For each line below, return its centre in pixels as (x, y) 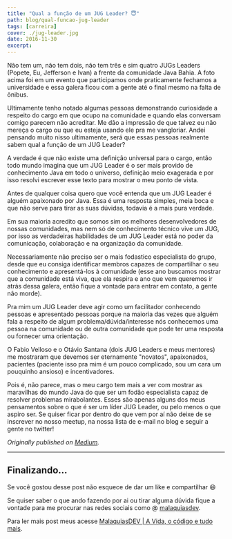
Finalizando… (37, 470)
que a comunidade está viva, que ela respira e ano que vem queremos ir (110, 279)
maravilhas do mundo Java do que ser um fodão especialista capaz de (108, 392)
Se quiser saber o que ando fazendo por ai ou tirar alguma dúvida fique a (111, 500)
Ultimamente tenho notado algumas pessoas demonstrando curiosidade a (112, 108)
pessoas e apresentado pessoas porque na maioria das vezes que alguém (113, 314)
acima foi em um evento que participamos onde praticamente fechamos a (112, 80)
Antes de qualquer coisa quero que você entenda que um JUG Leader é (109, 193)
